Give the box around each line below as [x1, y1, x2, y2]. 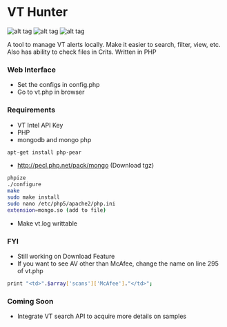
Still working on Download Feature [17, 252, 115, 260]
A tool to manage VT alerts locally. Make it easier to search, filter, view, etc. [7, 40, 221, 48]
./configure [7, 181, 41, 188]
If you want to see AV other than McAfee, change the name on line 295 [17, 259, 219, 268]
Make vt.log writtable [17, 219, 78, 228]
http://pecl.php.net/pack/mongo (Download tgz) [17, 161, 154, 170]
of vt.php [17, 266, 43, 275]
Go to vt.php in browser [17, 88, 85, 97]
